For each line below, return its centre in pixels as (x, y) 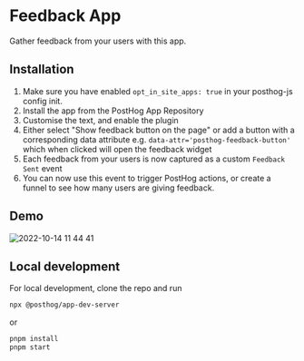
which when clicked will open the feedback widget (117, 149)
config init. (43, 101)
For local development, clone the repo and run (96, 288)
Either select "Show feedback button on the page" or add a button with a (158, 130)
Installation (42, 69)
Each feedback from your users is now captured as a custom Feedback (154, 159)
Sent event (42, 168)
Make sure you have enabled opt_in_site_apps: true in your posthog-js (157, 91)
